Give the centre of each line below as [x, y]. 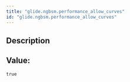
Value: [18, 61]
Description [28, 41]
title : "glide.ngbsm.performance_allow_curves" [66, 11]
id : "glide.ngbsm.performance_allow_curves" [61, 17]
